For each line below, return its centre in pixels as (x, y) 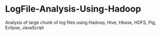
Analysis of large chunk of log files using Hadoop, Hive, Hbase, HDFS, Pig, (81, 22)
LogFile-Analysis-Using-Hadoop (73, 9)
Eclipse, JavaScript (25, 27)
